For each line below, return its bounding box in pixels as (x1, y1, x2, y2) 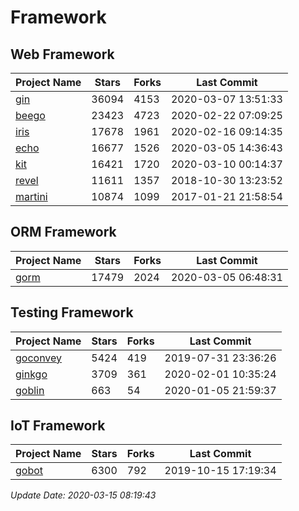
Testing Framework (10, 304, 134, 321)
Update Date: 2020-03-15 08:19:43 (10, 489, 157, 501)
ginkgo (15, 367, 48, 381)
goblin (15, 383, 45, 397)
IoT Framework (10, 417, 106, 435)
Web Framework (10, 46, 115, 63)
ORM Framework (10, 224, 117, 241)
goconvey (15, 351, 63, 365)
